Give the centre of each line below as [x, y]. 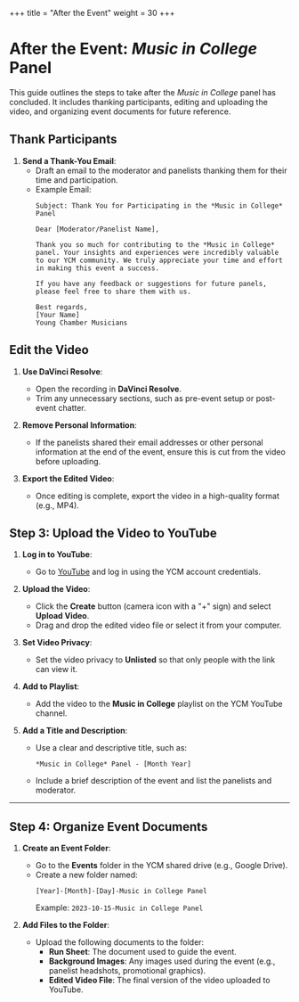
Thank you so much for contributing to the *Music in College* [155, 244]
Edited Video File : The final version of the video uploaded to [159, 981]
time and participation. [77, 180]
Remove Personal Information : [79, 425]
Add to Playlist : [51, 686]
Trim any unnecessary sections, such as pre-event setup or [145, 398]
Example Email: [63, 189]
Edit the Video [49, 350]
